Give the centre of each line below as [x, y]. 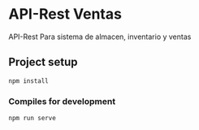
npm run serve [32, 119]
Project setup [43, 62]
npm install [28, 81]
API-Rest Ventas [65, 14]
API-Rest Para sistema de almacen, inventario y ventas [100, 37]
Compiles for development [62, 101]
